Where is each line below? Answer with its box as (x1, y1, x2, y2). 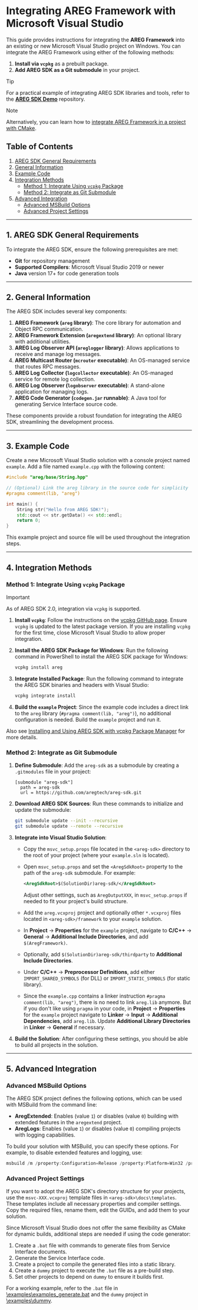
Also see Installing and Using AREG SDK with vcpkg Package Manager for (6, 727, 186, 735)
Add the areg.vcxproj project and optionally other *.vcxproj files (23, 909, 181, 916)
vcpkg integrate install (14, 693, 76, 699)
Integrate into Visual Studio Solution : (14, 834, 107, 841)
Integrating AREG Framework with (6, 4, 176, 18)
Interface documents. (14, 1248, 67, 1255)
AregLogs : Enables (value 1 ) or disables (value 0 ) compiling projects (14, 1125, 181, 1133)
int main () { (6, 501, 38, 507)
